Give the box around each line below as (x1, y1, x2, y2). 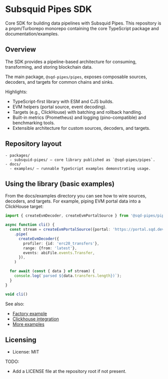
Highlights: (5, 89, 27, 95)
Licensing (5, 335, 36, 344)
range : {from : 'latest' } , (23, 246, 77, 251)
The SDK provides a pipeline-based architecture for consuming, (5, 59, 137, 65)
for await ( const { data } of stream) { (9, 269, 95, 274)
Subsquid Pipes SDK (5, 4, 92, 15)
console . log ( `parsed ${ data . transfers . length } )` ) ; (14, 273, 122, 278)
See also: (5, 301, 24, 307)
